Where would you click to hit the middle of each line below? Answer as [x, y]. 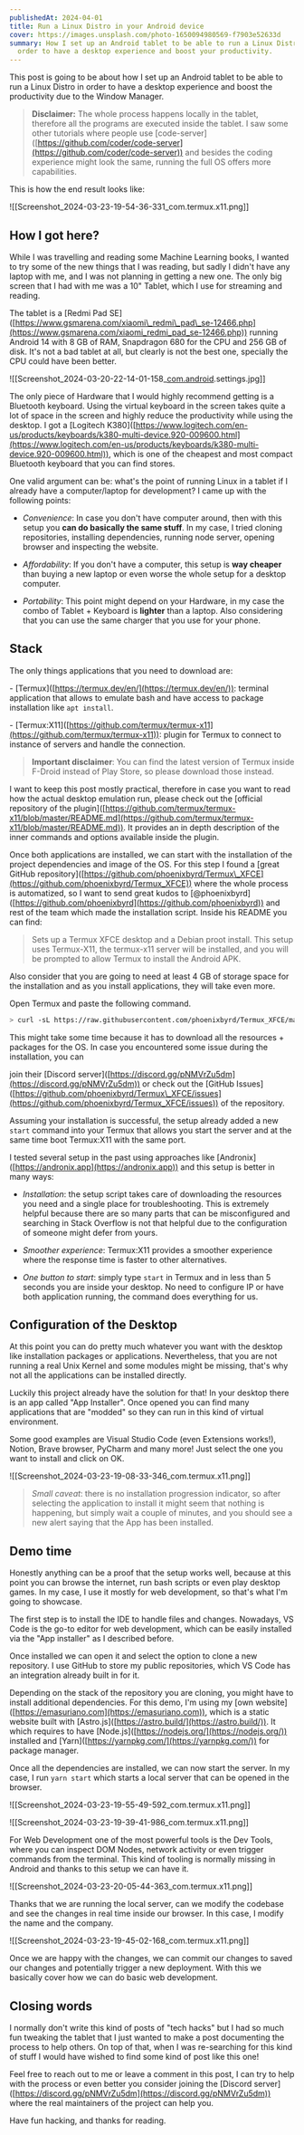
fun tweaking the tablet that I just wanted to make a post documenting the [147, 2037]
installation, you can [47, 1057]
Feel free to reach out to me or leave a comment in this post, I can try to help [152, 2074]
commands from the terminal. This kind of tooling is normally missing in [142, 1859]
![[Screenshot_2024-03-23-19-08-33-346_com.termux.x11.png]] [130, 1476]
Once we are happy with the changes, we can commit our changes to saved [151, 1958]
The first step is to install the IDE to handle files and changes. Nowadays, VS [152, 1619]
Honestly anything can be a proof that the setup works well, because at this [150, 1573]
